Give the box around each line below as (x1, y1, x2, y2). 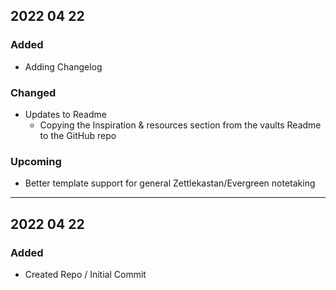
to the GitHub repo (39, 129, 117, 141)
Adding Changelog (24, 60, 103, 73)
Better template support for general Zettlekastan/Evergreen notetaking (24, 177, 316, 189)
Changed (10, 85, 57, 99)
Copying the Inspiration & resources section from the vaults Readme (39, 119, 322, 131)
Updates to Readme (24, 108, 107, 120)
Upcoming (10, 154, 62, 168)
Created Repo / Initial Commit (24, 268, 147, 280)
